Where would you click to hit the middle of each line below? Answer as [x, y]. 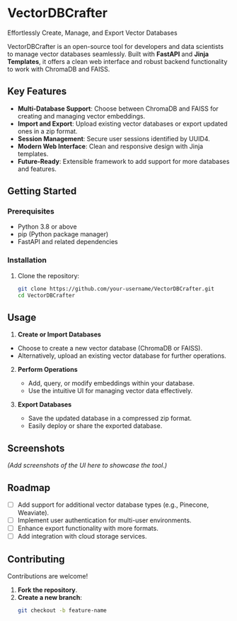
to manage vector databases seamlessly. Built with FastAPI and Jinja [108, 54]
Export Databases [45, 405]
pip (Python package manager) [63, 234]
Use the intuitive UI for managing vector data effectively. [110, 391]
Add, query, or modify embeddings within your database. [111, 383]
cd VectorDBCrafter [46, 295]
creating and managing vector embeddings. [81, 116]
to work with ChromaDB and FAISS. [59, 69]
